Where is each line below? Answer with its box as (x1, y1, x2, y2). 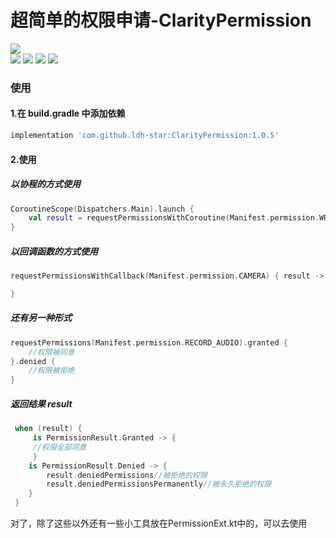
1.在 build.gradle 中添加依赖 (10, 107, 126, 120)
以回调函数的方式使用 (10, 245, 98, 257)
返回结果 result (10, 397, 73, 410)
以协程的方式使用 (10, 178, 81, 190)
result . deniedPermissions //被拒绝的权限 (46, 470, 208, 480)
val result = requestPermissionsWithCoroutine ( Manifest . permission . (28, 213, 320, 223)
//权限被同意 (28, 347, 75, 357)
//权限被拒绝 (28, 366, 75, 376)
